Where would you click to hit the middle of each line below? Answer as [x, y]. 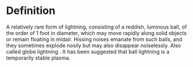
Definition [31, 11]
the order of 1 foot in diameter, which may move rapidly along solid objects [96, 33]
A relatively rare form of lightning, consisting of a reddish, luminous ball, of [96, 27]
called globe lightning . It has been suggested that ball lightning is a [88, 51]
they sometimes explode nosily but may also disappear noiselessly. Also [94, 45]
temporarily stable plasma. [38, 58]
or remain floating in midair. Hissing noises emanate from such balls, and [94, 39]
